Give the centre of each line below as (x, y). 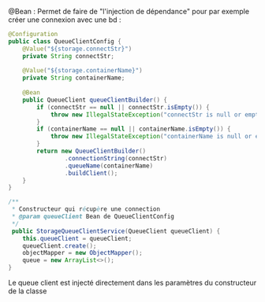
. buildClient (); (91, 173)
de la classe (28, 291)
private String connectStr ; (68, 56)
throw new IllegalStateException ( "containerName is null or (151, 137)
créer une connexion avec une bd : (65, 20)
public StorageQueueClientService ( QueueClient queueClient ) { (116, 231)
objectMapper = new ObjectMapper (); (83, 253)
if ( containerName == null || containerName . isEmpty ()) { (134, 129)
